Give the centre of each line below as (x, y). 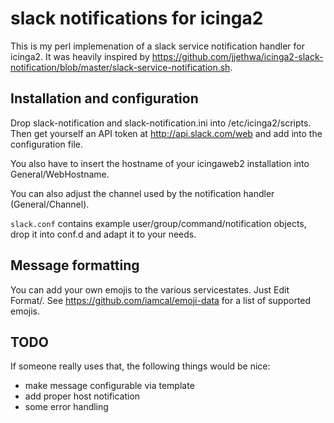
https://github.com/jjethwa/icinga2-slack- (237, 56)
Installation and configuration (104, 98)
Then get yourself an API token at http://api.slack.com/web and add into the (166, 133)
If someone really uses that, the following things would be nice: (140, 366)
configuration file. (46, 144)
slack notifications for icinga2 (137, 18)
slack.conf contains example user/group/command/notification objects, (158, 223)
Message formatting (75, 265)
